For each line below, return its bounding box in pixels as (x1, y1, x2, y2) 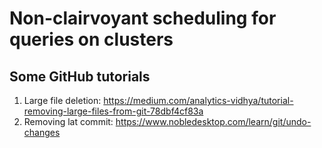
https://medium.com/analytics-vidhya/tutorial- (103, 95, 294, 106)
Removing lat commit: (23, 116, 114, 127)
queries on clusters (9, 28, 174, 51)
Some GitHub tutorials (9, 68, 151, 85)
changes (23, 127, 61, 138)
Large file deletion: (23, 95, 102, 106)
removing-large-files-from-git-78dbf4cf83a (23, 105, 204, 117)
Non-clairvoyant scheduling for (9, 7, 277, 30)
